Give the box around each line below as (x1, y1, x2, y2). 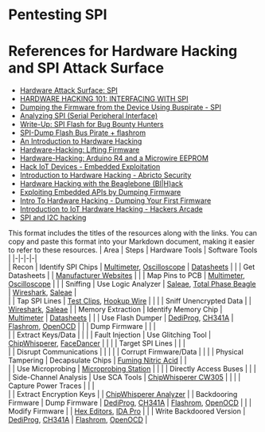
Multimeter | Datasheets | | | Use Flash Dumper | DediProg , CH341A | (8, 313, 234, 323)
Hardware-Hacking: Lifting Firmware (19, 145, 140, 155)
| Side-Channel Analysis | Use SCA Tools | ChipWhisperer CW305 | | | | (8, 373, 241, 382)
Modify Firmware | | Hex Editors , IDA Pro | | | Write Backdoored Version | (8, 406, 246, 416)
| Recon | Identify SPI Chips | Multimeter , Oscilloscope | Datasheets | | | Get (8, 262, 255, 272)
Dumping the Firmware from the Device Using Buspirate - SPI (19, 102, 221, 113)
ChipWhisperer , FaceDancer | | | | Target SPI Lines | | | (8, 339, 185, 348)
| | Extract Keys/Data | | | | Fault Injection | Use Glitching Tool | (8, 330, 212, 340)
